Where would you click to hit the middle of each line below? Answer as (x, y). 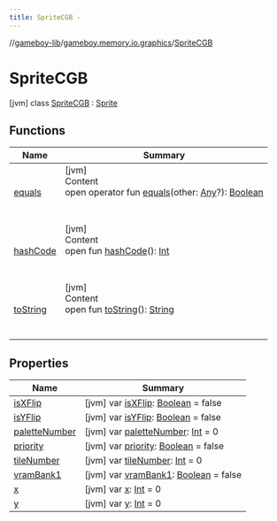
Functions (38, 130)
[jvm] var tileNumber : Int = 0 (143, 461)
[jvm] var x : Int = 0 (123, 489)
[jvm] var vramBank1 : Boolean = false (163, 475)
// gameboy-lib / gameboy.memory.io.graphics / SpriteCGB (111, 42)
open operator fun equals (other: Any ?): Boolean (164, 193)
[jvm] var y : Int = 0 (123, 503)
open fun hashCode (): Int (117, 251)
